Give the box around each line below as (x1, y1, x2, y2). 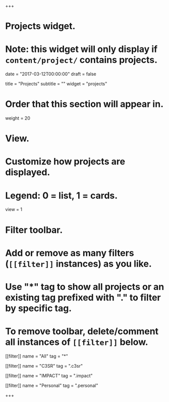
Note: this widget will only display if (5, 43, 158, 55)
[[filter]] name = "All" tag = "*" (5, 353, 68, 359)
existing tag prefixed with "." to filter (5, 291, 161, 303)
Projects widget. (5, 21, 76, 32)
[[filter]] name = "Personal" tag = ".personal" (5, 382, 98, 388)
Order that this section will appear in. (5, 98, 164, 110)
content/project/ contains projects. (5, 54, 158, 66)
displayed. (5, 167, 50, 178)
